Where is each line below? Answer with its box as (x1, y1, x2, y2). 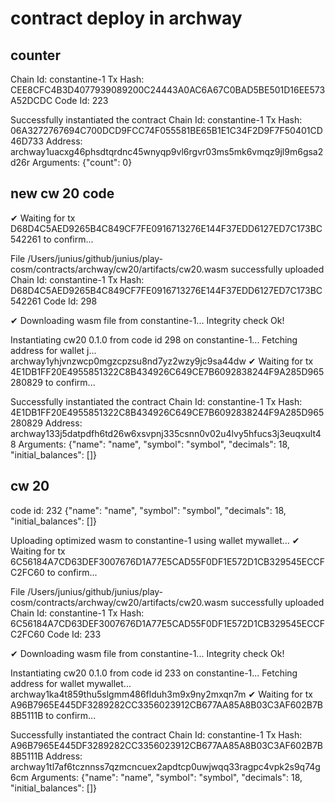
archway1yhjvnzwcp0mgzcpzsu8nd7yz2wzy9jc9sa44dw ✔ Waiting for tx (10, 355, 314, 367)
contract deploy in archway (10, 7, 243, 30)
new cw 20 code (10, 185, 115, 202)
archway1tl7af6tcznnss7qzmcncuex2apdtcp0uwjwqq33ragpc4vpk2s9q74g (10, 760, 321, 772)
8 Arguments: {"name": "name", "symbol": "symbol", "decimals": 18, (10, 438, 290, 450)
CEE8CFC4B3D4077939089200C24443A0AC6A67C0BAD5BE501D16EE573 (10, 84, 326, 96)
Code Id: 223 (54, 95, 109, 106)
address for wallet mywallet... (10, 677, 132, 689)
